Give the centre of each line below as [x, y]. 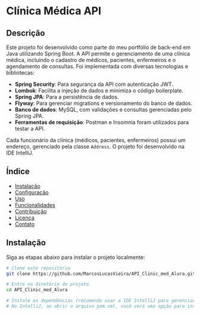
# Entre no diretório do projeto [48, 285]
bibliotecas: [20, 72]
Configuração [32, 192]
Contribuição [31, 211]
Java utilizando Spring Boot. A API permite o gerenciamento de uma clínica [98, 54]
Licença [24, 217]
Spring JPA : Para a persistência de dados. [67, 97]
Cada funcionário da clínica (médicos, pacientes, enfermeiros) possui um [96, 140]
